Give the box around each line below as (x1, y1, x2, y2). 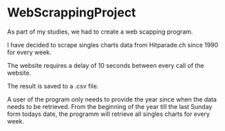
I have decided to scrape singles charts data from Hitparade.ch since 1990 (7, 40, 219, 49)
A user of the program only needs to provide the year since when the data (7, 95, 217, 104)
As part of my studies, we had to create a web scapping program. (7, 27, 193, 36)
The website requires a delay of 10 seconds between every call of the (7, 61, 204, 69)
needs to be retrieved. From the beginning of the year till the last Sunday (7, 102, 213, 110)
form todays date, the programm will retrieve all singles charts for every (7, 110, 210, 118)
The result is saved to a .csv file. (7, 82, 99, 90)
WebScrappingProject (7, 5, 136, 21)
